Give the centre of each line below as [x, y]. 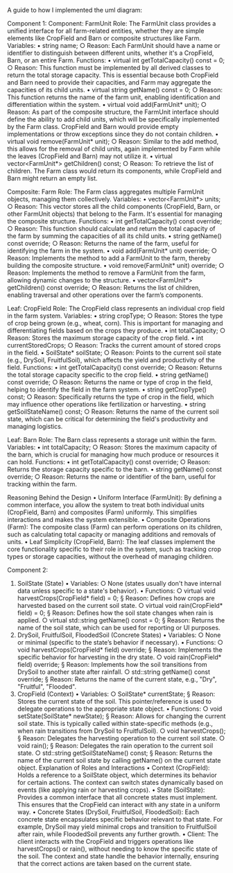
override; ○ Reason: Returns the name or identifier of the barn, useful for [112, 477]
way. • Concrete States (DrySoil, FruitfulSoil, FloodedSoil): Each [108, 812]
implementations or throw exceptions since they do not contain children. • [113, 134]
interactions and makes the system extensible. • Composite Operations [109, 519]
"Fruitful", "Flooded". [47, 687]
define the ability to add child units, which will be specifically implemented [113, 119]
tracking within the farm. [42, 484]
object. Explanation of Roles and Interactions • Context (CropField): [113, 768]
